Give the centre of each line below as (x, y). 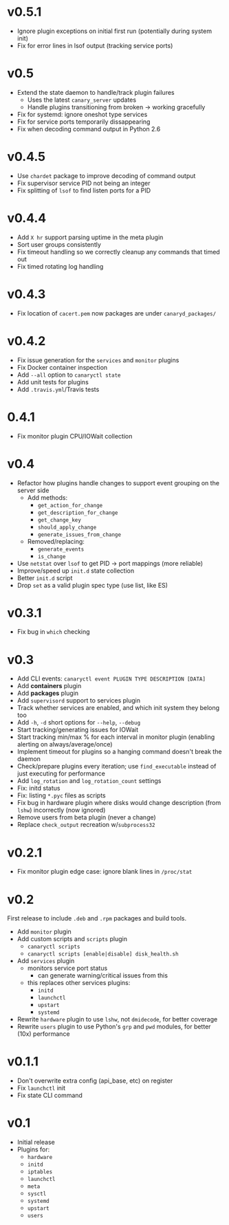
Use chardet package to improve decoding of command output (106, 175)
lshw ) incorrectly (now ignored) (61, 810)
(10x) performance (43, 1034)
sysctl (37, 1194)
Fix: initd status (39, 788)
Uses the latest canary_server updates (81, 100)
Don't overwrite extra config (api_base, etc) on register (95, 1081)
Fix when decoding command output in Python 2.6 (89, 129)
